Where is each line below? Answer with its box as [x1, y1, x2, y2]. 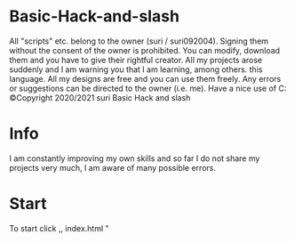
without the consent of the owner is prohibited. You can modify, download [9, 44, 281, 55]
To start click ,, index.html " [9, 222, 109, 233]
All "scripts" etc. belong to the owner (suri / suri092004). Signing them [9, 36, 269, 46]
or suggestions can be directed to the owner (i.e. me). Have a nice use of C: [9, 83, 287, 93]
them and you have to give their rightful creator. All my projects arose [9, 54, 263, 65]
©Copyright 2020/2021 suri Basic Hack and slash [9, 92, 191, 103]
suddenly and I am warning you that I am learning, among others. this [9, 64, 263, 75]
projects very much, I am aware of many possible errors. [9, 162, 216, 173]
